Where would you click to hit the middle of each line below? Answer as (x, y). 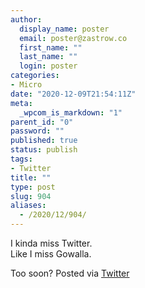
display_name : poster (64, 29)
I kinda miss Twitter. (51, 243)
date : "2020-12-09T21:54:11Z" (73, 94)
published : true (44, 141)
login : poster (48, 66)
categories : (35, 76)
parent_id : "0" (42, 122)
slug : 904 (31, 196)
